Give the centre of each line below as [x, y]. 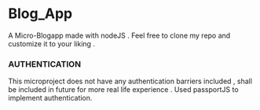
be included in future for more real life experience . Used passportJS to [123, 90]
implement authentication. [50, 98]
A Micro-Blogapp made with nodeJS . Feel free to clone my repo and [119, 35]
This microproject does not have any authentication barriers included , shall [130, 81]
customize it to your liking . [52, 43]
